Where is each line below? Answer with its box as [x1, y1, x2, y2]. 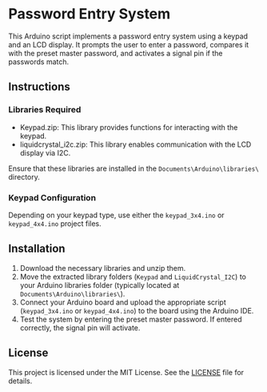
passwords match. [8, 57, 70, 67]
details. [8, 376, 33, 386]
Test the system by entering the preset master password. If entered [19, 314, 242, 324]
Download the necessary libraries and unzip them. [19, 263, 186, 273]
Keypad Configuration [8, 192, 97, 203]
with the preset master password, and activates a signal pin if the [8, 48, 223, 58]
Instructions [8, 80, 70, 94]
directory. [8, 172, 40, 181]
